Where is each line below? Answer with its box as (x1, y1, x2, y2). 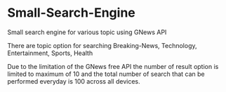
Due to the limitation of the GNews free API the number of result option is (7, 62, 219, 70)
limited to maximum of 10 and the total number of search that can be (7, 70, 205, 78)
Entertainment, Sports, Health (7, 49, 93, 57)
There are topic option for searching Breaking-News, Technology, (7, 41, 198, 49)
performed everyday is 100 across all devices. (7, 77, 140, 85)
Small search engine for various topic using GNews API (7, 28, 167, 36)
